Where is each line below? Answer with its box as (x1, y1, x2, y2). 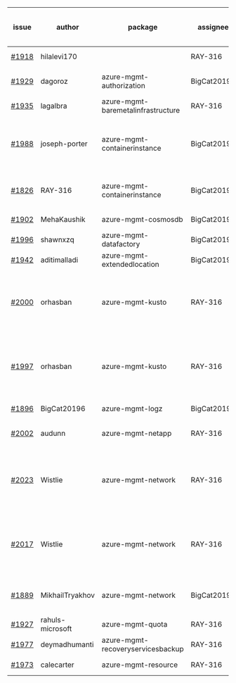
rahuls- (40, 615, 66, 625)
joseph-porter (40, 139, 88, 149)
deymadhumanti (40, 640, 94, 649)
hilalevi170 (40, 52, 77, 61)
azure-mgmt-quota (101, 620, 168, 629)
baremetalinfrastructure (101, 106, 181, 115)
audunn (40, 429, 66, 438)
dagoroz (40, 77, 68, 86)
